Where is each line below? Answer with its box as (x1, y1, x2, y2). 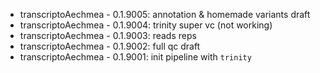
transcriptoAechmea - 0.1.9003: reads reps (19, 30, 197, 41)
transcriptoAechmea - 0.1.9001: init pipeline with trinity (19, 51, 252, 63)
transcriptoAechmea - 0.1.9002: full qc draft (19, 40, 201, 52)
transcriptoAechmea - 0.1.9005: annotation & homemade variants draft (19, 9, 311, 20)
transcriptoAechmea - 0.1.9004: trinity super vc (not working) (19, 19, 273, 31)
